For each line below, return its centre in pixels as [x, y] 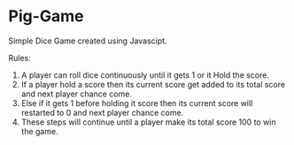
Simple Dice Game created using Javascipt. [88, 41]
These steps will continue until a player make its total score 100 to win [148, 122]
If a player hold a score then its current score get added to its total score [153, 84]
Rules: [20, 57]
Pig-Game [46, 16]
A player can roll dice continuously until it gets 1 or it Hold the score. [145, 75]
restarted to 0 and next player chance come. [102, 112]
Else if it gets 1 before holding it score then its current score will [137, 103]
